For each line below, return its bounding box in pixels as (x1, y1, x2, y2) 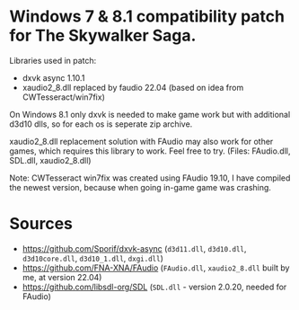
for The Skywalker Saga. (9, 25, 197, 46)
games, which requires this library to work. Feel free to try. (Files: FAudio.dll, (9, 146, 291, 156)
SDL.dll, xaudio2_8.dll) (9, 155, 92, 165)
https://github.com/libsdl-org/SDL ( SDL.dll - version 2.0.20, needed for (22, 281, 287, 292)
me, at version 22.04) (22, 271, 102, 282)
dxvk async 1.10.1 (22, 72, 85, 83)
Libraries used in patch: (9, 55, 97, 66)
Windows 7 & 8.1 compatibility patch (9, 6, 286, 27)
